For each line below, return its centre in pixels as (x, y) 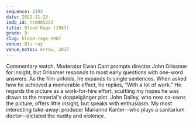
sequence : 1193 (25, 11)
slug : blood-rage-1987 (34, 39)
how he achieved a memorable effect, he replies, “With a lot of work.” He (94, 85)
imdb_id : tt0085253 (30, 22)
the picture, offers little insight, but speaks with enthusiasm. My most (89, 103)
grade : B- (18, 33)
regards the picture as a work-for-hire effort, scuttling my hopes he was (93, 91)
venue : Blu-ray (25, 44)
